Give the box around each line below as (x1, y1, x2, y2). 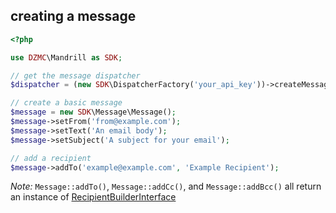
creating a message (10, 8, 137, 25)
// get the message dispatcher (10, 70, 141, 81)
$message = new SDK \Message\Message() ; (10, 107, 177, 118)
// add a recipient (10, 153, 92, 163)
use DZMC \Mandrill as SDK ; (10, 52, 123, 63)
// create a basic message (10, 98, 123, 108)
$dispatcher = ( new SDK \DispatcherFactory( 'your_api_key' (10, 80, 257, 90)
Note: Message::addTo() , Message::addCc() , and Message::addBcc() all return (10, 180, 322, 193)
